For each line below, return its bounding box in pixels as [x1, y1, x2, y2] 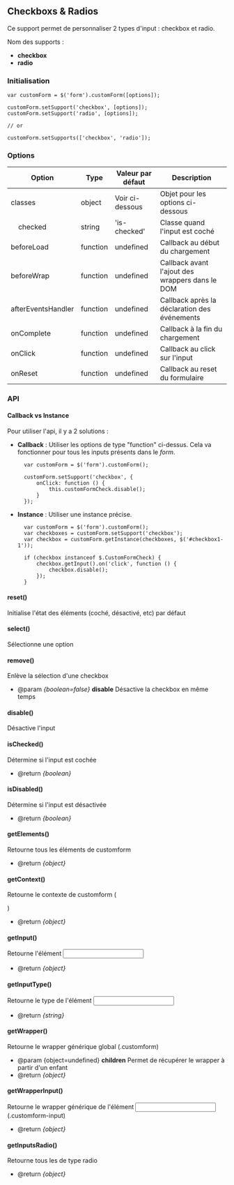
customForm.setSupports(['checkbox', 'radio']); [7, 135, 151, 142]
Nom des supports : [7, 38, 64, 46]
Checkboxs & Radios [7, 6, 99, 17]
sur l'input [159, 353, 193, 363]
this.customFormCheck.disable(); [48, 485, 146, 492]
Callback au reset [159, 364, 217, 374]
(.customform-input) [7, 1111, 66, 1119]
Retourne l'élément [7, 949, 62, 958]
